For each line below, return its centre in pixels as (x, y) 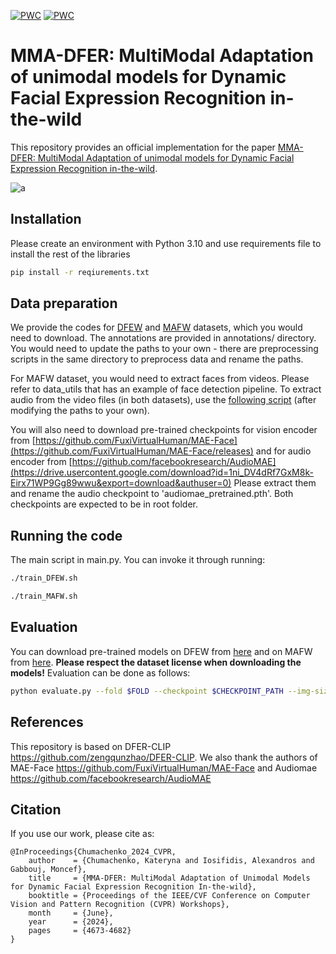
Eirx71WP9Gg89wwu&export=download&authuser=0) (121, 483)
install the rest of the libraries (70, 254)
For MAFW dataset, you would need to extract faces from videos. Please (160, 379)
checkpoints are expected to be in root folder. (104, 504)
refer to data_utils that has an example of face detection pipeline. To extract (166, 389)
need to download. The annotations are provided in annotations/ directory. (163, 338)
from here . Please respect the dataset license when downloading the (156, 662)
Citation (36, 809)
